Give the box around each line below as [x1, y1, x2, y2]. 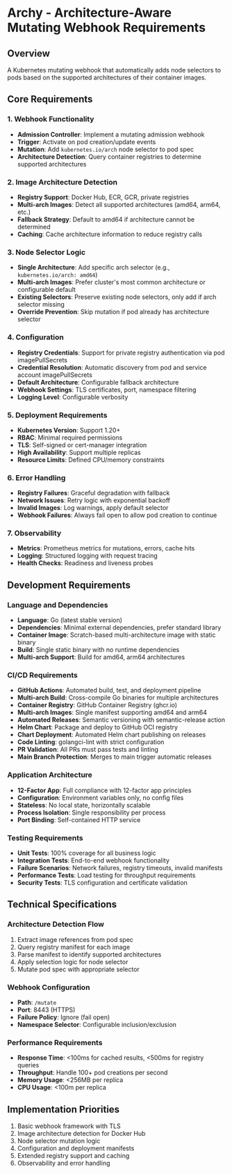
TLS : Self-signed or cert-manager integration [17, 440, 147, 449]
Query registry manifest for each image [17, 943, 131, 951]
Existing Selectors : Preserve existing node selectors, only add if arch [17, 293, 217, 301]
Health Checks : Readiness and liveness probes [17, 559, 154, 567]
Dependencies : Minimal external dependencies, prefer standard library [17, 624, 222, 632]
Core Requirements [7, 93, 93, 105]
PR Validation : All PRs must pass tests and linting [17, 746, 158, 754]
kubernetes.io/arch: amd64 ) [17, 270, 98, 279]
